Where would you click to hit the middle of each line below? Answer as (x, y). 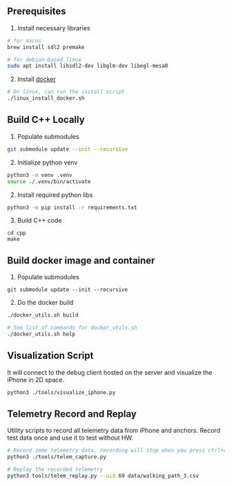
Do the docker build (45, 303)
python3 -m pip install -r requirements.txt (72, 207)
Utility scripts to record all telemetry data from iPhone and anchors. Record (114, 431)
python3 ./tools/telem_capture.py (57, 457)
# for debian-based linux (44, 59)
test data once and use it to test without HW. (70, 438)
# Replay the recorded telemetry (55, 469)
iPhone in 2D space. (36, 380)
